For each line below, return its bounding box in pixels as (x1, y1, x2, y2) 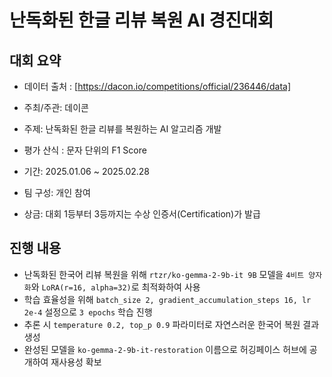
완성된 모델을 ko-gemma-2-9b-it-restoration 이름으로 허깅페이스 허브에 (23, 343, 307, 355)
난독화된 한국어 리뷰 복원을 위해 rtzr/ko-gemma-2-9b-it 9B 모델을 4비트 (23, 268, 305, 280)
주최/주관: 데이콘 (23, 102, 89, 113)
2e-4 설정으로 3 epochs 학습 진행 (23, 306, 153, 318)
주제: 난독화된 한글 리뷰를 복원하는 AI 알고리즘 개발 (23, 123, 222, 135)
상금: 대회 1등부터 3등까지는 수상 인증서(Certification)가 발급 (23, 208, 261, 220)
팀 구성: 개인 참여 (23, 187, 91, 198)
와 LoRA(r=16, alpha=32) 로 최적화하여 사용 (30, 281, 201, 293)
